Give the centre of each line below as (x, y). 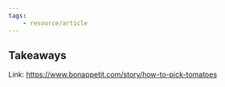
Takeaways (37, 55)
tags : (17, 16)
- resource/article (55, 23)
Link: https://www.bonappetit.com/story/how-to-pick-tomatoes (113, 75)
